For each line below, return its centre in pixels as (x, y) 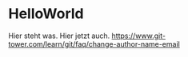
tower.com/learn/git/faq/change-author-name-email (94, 44)
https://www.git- (139, 36)
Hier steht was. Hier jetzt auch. (59, 36)
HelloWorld (46, 14)
